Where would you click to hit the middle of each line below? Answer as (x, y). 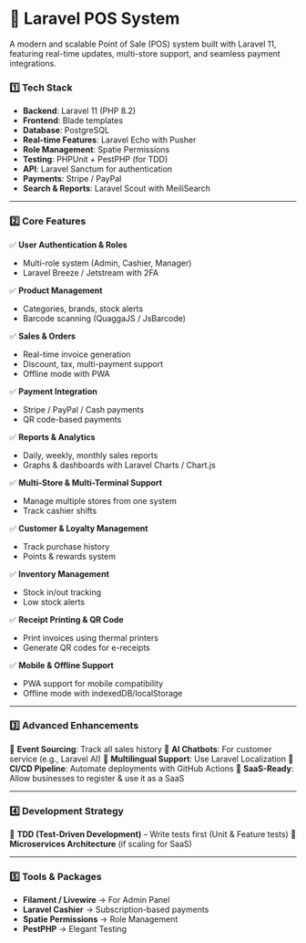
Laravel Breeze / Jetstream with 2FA (91, 272)
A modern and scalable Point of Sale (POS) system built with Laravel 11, (143, 44)
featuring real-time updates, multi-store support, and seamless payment (145, 53)
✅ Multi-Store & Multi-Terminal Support (86, 482)
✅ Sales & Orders (42, 336)
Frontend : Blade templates (73, 120)
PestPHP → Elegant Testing (75, 929)
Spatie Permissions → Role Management (100, 919)
